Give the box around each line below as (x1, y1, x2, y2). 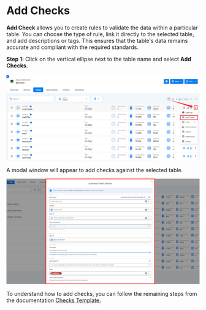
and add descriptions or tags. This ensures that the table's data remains (6, 37, 188, 44)
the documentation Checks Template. (6, 297, 101, 304)
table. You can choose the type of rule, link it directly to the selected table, (6, 30, 194, 37)
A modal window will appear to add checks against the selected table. (6, 166, 183, 173)
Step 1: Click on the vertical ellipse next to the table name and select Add (6, 55, 191, 62)
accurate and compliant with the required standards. (6, 43, 139, 51)
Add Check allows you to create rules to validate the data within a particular (6, 24, 198, 31)
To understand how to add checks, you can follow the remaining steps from (6, 290, 197, 298)
